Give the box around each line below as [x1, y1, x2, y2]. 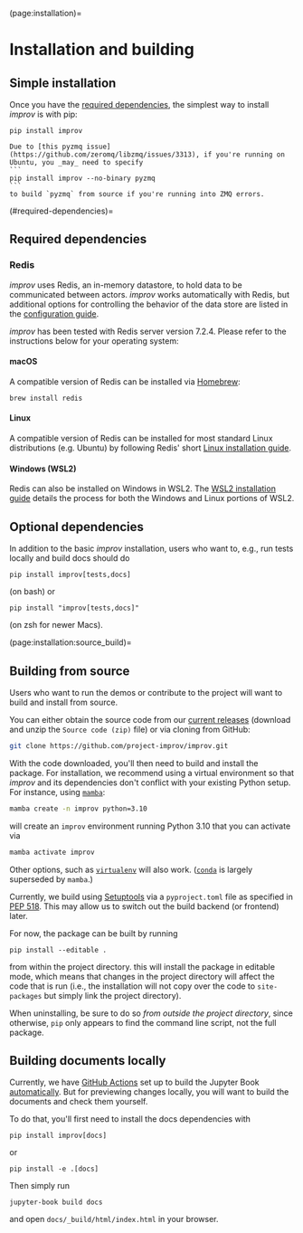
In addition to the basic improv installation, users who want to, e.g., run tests [9, 543, 294, 555]
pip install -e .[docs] [9, 1164, 99, 1174]
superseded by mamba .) [9, 873, 93, 885]
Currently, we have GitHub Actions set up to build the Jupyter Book [9, 1077, 260, 1088]
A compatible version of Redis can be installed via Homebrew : [9, 375, 241, 387]
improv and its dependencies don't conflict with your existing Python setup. [9, 777, 291, 788]
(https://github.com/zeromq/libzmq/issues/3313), [9, 150, 201, 159]
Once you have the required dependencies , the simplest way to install [9, 100, 270, 109]
